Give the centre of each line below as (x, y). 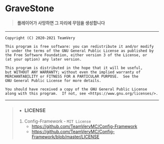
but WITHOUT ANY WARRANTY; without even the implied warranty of (73, 72)
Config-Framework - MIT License (58, 121)
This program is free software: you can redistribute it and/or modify (79, 47)
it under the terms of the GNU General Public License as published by (79, 51)
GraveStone (30, 9)
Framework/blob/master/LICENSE (65, 137)
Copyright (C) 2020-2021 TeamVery (40, 38)
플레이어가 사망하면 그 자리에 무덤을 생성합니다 (61, 23)
